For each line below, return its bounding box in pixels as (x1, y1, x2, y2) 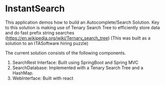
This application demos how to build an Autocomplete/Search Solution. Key (5, 19, 160, 25)
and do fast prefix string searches (5, 30, 75, 36)
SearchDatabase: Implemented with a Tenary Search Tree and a (12, 65, 144, 71)
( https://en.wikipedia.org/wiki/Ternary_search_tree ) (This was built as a (5, 35, 151, 41)
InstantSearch (5, 3, 65, 14)
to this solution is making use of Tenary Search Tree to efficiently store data (5, 24, 160, 30)
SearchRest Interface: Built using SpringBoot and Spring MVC (12, 59, 139, 65)
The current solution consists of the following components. (5, 50, 126, 56)
